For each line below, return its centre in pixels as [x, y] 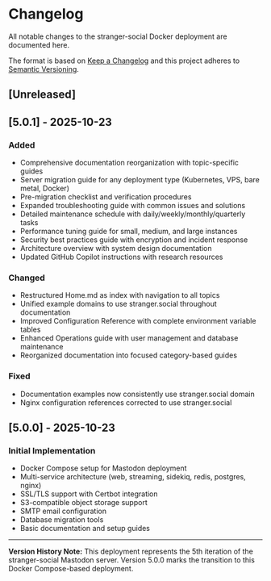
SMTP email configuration [63, 511]
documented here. [39, 44]
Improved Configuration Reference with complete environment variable [138, 321]
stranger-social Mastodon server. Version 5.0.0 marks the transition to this [132, 560]
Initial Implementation [52, 450]
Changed [27, 278]
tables [30, 330]
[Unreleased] [42, 95]
